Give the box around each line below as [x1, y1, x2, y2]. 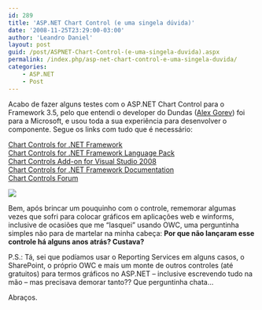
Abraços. [8, 293, 38, 302]
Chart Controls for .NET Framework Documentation [8, 165, 175, 174]
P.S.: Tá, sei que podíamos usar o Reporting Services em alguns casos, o [8, 252, 245, 261]
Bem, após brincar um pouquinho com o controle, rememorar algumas [8, 203, 236, 213]
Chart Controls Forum [8, 173, 79, 182]
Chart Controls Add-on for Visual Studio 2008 [8, 156, 157, 166]
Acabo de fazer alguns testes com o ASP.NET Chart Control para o [8, 99, 225, 109]
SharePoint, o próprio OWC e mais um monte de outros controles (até [8, 260, 234, 270]
